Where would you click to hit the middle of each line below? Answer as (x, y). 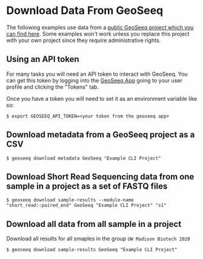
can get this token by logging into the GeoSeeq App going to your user (95, 80)
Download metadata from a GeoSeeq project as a (101, 135)
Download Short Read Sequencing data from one (100, 177)
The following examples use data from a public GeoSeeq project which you (100, 27)
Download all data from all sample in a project (94, 224)
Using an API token (43, 59)
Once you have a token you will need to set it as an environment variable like (102, 98)
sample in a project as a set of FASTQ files (87, 186)
